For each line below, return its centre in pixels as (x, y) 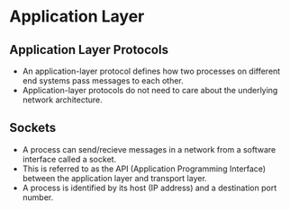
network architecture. (62, 100)
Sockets (33, 128)
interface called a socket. (69, 159)
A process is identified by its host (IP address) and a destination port (150, 188)
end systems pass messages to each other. (103, 81)
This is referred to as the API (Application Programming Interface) (144, 169)
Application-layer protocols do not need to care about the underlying (150, 90)
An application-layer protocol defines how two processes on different (151, 71)
